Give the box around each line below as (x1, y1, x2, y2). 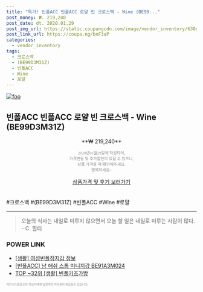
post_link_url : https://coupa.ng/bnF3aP (6, 31, 110, 37)
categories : (6, 37, 36, 43)
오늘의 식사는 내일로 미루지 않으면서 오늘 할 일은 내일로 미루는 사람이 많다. (21, 217, 195, 224)
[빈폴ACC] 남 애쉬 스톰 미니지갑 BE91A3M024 (14, 262, 126, 270)
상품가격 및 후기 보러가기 (72, 178, 131, 185)
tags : (6, 48, 20, 54)
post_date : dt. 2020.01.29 (6, 20, 74, 26)
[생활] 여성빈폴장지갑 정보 (14, 255, 76, 262)
